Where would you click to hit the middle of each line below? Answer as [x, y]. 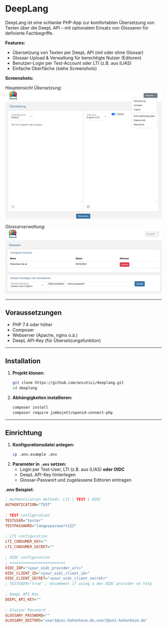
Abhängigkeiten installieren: [42, 397]
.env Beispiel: [19, 490]
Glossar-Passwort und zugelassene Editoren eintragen [76, 480]
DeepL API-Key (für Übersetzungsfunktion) [56, 340]
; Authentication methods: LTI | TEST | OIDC [53, 500]
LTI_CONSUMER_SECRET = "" [30, 547]
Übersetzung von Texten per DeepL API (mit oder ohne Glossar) [78, 52]
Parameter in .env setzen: [39, 464]
